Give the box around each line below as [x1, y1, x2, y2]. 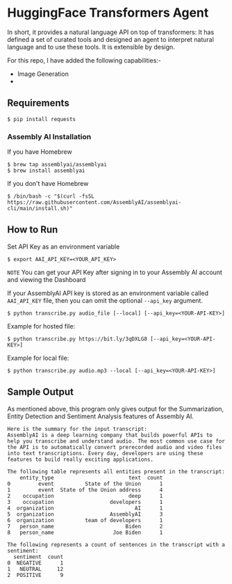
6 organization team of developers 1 [7, 516, 163, 523]
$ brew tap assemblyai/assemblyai [7, 161, 108, 168]
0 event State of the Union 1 [7, 480, 163, 487]
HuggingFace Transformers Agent [7, 5, 209, 21]
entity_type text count [19, 474, 163, 481]
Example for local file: [7, 354, 69, 362]
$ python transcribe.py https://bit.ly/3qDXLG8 [7, 336, 148, 342]
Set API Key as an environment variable [7, 242, 120, 251]
